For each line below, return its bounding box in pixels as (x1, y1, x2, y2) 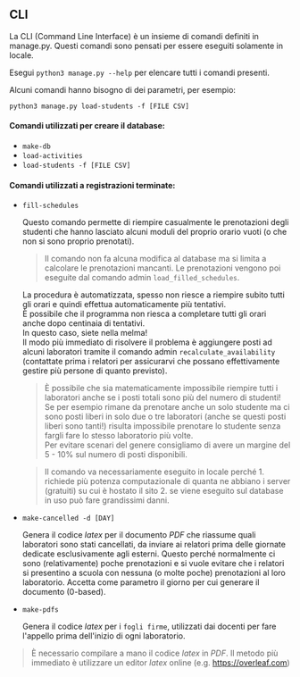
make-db (21, 142, 51, 151)
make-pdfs (21, 606, 60, 614)
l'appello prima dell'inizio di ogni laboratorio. (21, 631, 186, 641)
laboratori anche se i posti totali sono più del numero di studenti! (44, 392, 281, 403)
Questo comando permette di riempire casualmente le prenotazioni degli (21, 217, 289, 228)
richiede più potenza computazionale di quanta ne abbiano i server (44, 476, 291, 487)
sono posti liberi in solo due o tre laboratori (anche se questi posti (44, 411, 287, 422)
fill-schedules (21, 201, 79, 211)
